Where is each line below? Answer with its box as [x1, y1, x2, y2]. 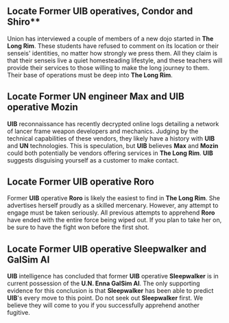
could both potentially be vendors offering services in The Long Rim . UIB [7, 149, 214, 157]
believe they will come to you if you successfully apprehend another [7, 301, 200, 309]
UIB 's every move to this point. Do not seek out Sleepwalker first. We [7, 294, 204, 302]
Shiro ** [7, 16, 40, 28]
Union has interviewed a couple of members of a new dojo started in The [7, 34, 214, 43]
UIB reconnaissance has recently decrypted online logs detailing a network [7, 119, 219, 128]
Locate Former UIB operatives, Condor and [7, 5, 193, 17]
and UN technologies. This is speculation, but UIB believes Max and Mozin [7, 141, 219, 149]
